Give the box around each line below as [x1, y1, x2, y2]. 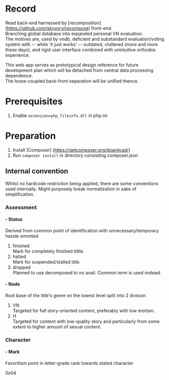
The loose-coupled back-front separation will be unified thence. [5, 78, 139, 84]
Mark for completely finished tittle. [12, 248, 85, 254]
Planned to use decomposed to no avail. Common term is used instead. [12, 269, 161, 276]
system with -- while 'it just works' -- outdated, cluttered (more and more [5, 41, 158, 47]
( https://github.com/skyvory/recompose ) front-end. [5, 25, 113, 31]
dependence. [5, 72, 33, 78]
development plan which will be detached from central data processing [5, 67, 153, 73]
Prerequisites [5, 96, 63, 107]
